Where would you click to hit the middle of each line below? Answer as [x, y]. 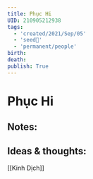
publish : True [28, 66]
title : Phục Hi [30, 14]
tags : [15, 27]
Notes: [22, 127]
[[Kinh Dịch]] [26, 168]
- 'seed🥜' [28, 40]
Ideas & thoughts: [47, 151]
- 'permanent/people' [45, 47]
